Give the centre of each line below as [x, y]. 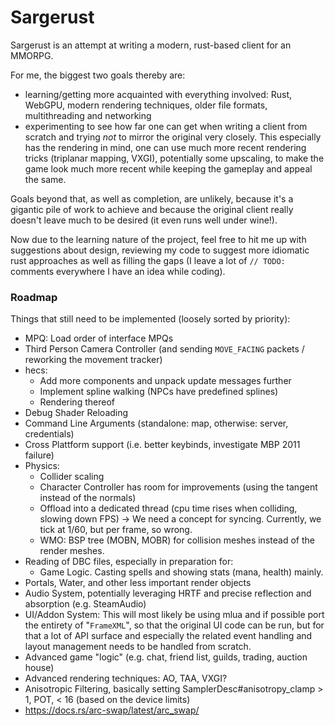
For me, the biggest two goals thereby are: [98, 75]
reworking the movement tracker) [93, 360]
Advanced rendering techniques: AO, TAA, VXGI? [126, 678]
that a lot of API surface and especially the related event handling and [168, 636]
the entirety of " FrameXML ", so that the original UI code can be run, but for [174, 625]
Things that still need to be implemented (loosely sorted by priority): [150, 319]
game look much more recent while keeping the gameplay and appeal [168, 168]
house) [39, 668]
